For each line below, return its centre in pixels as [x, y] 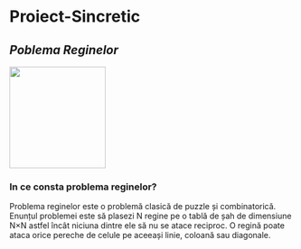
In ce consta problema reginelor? [83, 187]
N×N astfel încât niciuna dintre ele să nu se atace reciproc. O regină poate [147, 226]
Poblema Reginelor [64, 50]
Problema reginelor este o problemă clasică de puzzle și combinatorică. [143, 207]
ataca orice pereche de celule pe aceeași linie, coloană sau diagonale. [140, 235]
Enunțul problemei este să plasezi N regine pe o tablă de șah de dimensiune [150, 216]
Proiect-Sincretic [75, 17]
